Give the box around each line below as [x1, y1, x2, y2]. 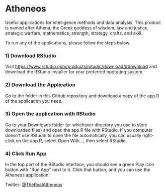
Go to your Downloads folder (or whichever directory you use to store [5, 122, 148, 128]
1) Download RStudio [5, 52, 56, 59]
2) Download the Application [5, 81, 76, 88]
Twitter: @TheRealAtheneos [5, 182, 63, 188]
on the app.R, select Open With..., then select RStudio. [15, 138, 127, 144]
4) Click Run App [5, 150, 47, 157]
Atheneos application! [5, 172, 50, 178]
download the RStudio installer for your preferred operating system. [5, 69, 144, 75]
